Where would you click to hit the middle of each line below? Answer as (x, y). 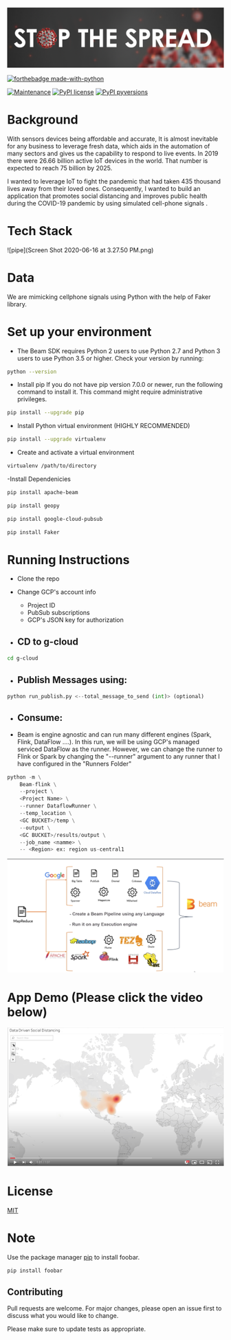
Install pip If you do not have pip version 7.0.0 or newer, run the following (120, 385)
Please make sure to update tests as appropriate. (77, 1329)
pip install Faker (33, 532)
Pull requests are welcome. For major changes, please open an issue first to (114, 1308)
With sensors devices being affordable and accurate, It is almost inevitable (113, 139)
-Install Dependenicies (39, 479)
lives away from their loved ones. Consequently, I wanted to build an (104, 188)
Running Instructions (68, 560)
